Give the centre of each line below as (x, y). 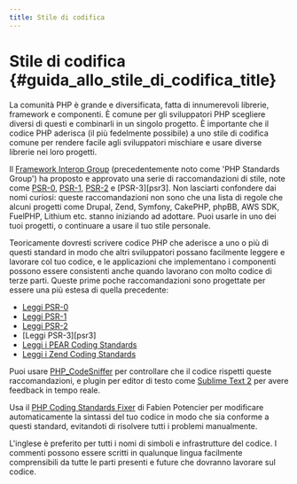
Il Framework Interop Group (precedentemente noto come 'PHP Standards (145, 168)
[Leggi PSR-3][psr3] (59, 335)
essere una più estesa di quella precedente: (89, 290)
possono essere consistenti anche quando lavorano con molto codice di (141, 270)
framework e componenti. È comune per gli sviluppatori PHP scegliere (137, 114)
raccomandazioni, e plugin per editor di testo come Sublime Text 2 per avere (149, 380)
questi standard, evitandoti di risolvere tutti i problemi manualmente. (133, 425)
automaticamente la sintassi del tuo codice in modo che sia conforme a (139, 417)
